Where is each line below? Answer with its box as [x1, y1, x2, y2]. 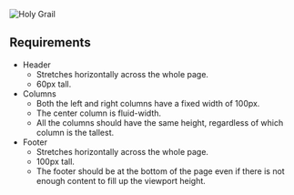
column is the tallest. [35, 127, 115, 138]
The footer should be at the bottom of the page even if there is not [35, 165, 285, 177]
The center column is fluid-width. [35, 108, 162, 118]
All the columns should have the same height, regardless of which [35, 117, 284, 128]
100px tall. [35, 156, 76, 167]
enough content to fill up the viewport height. [35, 175, 207, 186]
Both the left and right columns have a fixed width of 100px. [35, 97, 260, 108]
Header [22, 59, 52, 70]
